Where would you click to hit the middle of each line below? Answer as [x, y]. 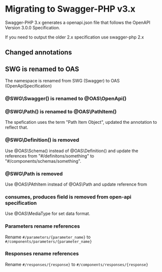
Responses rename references [42, 253]
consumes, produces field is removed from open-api [68, 197]
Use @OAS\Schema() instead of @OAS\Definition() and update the [72, 151]
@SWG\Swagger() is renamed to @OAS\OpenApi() [66, 98]
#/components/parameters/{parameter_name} [49, 242]
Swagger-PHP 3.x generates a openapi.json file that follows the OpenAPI [78, 22]
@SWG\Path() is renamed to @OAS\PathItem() [61, 112]
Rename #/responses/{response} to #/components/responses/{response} [77, 264]
